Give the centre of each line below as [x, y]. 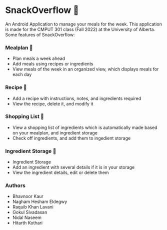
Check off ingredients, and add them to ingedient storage [71, 138]
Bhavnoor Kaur [28, 196]
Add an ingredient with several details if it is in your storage [73, 167]
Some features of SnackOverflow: [40, 34]
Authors [15, 185]
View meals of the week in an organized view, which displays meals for [85, 69]
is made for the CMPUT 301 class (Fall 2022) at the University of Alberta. [80, 29]
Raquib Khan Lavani [33, 207]
